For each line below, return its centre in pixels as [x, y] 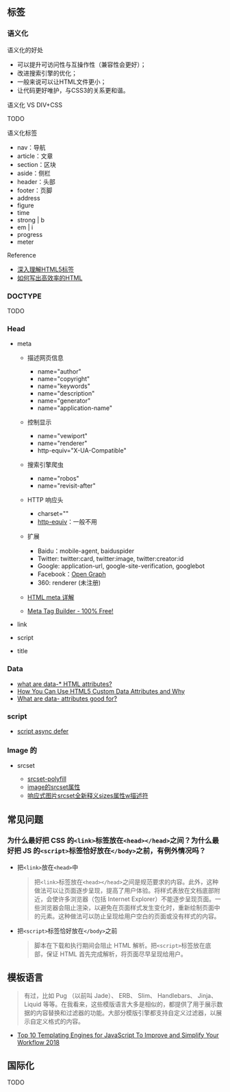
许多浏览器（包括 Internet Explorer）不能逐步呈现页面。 [137, 899]
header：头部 [36, 181]
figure [25, 205]
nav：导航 [31, 147]
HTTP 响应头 [45, 500]
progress [30, 234]
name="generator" [64, 401]
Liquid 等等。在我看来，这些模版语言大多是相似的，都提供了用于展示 [120, 1004]
